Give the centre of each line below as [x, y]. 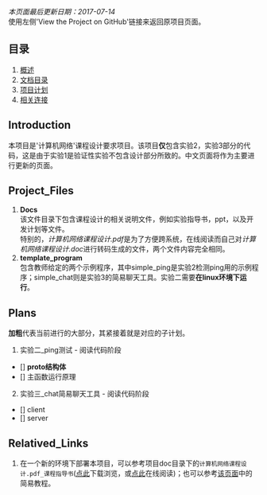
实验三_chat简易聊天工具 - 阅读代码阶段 [84, 394]
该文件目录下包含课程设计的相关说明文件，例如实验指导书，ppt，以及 [133, 219]
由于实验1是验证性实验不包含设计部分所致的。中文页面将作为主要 [141, 155]
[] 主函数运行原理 [48, 377]
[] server [34, 418]
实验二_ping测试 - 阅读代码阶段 [70, 350]
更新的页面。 [36, 165]
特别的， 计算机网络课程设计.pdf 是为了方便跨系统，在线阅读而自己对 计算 [138, 239]
